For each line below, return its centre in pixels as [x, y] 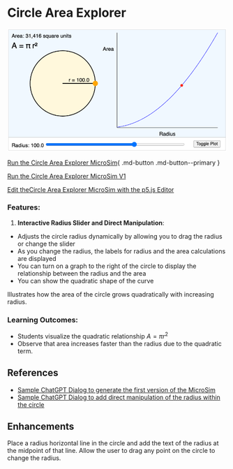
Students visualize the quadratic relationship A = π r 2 [93, 335]
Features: [24, 207]
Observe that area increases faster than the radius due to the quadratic [119, 343]
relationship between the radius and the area [82, 273]
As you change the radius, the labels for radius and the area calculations [121, 251]
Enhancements [41, 426]
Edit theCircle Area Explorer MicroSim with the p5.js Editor [91, 189]
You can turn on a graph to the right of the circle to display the [107, 266]
